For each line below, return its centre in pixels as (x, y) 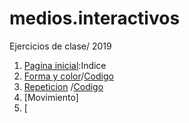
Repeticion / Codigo (63, 86)
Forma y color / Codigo (68, 76)
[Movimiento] (51, 97)
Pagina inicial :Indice (65, 65)
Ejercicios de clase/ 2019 (60, 46)
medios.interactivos (95, 18)
